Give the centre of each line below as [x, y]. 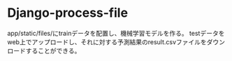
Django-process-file [67, 13]
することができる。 [53, 50]
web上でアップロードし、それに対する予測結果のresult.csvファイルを [107, 42]
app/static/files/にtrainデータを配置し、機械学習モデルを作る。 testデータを [116, 33]
